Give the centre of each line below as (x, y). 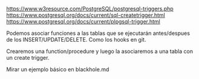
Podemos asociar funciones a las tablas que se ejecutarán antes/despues (98, 33)
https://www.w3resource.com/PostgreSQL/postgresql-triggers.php (90, 9)
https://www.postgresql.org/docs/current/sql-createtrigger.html (86, 15)
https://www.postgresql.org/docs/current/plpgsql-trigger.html (83, 21)
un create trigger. (28, 58)
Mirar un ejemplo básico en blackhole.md (58, 69)
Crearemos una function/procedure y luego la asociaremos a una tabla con (100, 51)
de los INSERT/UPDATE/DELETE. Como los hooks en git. (76, 39)
